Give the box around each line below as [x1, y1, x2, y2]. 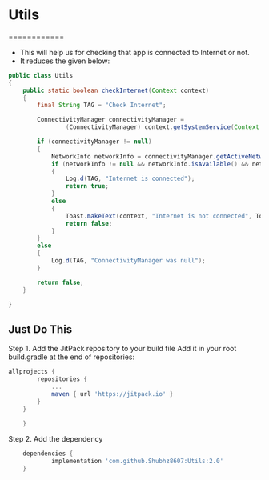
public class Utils [8, 71, 74, 79]
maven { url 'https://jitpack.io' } [50, 390, 174, 398]
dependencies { [22, 450, 74, 458]
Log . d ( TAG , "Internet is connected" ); [65, 174, 195, 183]
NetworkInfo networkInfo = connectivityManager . [50, 152, 217, 161]
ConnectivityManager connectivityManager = [37, 116, 184, 124]
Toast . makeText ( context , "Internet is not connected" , [65, 212, 252, 220]
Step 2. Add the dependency [8, 434, 103, 444]
